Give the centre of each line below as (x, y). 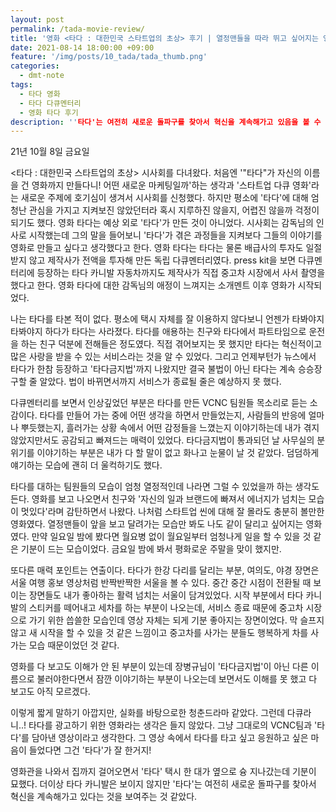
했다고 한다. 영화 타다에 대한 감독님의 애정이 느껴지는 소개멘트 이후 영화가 (153, 285)
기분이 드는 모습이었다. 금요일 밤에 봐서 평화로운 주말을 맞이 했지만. (151, 549)
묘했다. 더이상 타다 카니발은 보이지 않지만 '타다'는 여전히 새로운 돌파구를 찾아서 (163, 784)
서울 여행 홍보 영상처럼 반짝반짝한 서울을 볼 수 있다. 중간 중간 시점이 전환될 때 (161, 583)
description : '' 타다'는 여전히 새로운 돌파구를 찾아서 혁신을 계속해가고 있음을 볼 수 (166, 122)
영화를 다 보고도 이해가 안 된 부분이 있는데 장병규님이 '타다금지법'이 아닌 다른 (159, 667)
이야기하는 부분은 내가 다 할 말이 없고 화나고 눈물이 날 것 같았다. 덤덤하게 (178, 453)
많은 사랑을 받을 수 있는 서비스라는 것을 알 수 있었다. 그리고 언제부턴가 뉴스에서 (163, 357)
